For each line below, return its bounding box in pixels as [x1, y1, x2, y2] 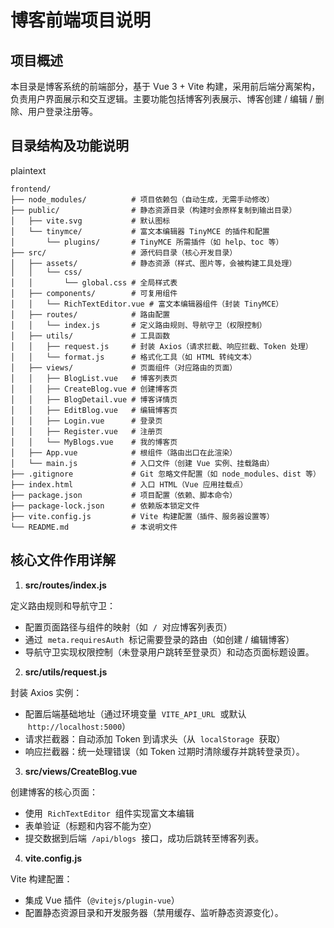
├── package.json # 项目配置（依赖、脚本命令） [10, 490, 238, 500]
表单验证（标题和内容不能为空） [24, 819, 157, 831]
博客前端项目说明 [10, 9, 152, 32]
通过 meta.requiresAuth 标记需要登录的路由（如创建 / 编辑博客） [24, 633, 295, 645]
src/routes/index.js [24, 579, 107, 591]
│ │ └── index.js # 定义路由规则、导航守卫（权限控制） [10, 320, 267, 330]
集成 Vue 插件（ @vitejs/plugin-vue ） [24, 894, 180, 906]
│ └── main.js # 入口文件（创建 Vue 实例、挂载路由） [10, 458, 275, 468]
